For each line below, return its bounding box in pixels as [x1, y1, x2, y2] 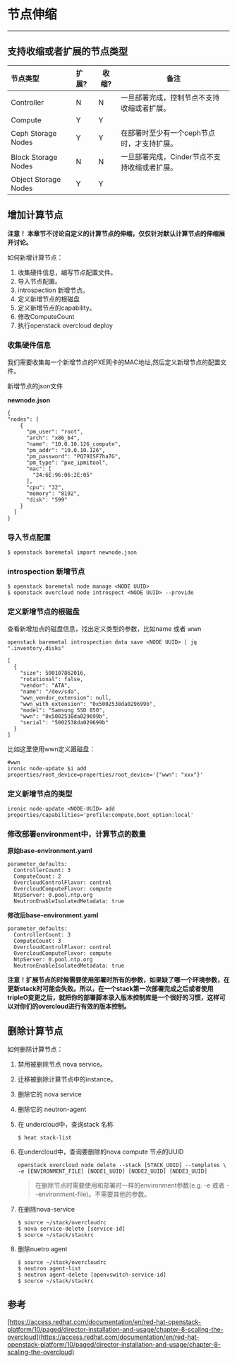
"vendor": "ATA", [20, 682, 71, 689]
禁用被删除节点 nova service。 [17, 1060, 107, 1069]
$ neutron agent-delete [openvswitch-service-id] [17, 1271, 167, 1279]
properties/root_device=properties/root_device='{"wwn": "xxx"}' [7, 771, 203, 778]
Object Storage [11, 174, 61, 184]
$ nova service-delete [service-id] [17, 1225, 126, 1233]
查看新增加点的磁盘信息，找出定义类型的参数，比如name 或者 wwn [7, 624, 202, 633]
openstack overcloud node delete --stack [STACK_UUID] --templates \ [17, 1161, 227, 1169]
